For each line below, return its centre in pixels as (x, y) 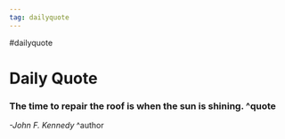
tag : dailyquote (39, 17)
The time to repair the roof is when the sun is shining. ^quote (142, 105)
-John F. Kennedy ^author (57, 126)
